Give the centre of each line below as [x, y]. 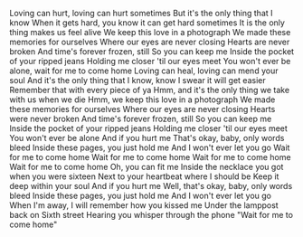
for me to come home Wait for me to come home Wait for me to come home [150, 157]
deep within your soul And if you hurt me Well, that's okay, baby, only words [151, 186]
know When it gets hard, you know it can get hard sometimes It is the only [147, 23]
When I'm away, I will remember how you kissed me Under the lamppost [144, 205]
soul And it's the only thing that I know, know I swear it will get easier [137, 80]
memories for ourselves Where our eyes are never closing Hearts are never [150, 42]
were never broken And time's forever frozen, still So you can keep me [141, 118]
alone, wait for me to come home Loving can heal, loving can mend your [144, 71]
